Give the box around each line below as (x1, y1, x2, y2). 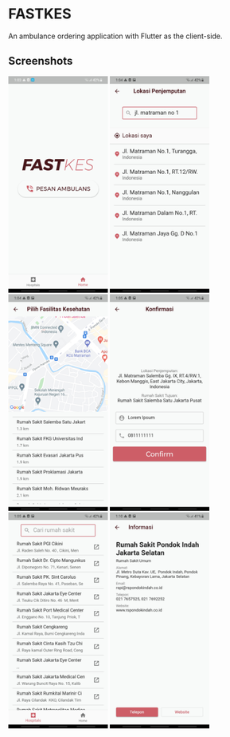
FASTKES (8, 5, 72, 23)
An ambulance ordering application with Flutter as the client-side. (8, 31, 223, 41)
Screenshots (8, 54, 73, 68)
